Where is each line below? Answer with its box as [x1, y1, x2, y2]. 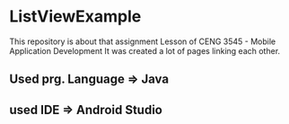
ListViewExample [9, 6, 142, 27]
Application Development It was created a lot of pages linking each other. [9, 45, 281, 56]
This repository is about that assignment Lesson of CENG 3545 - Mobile [9, 36, 276, 47]
